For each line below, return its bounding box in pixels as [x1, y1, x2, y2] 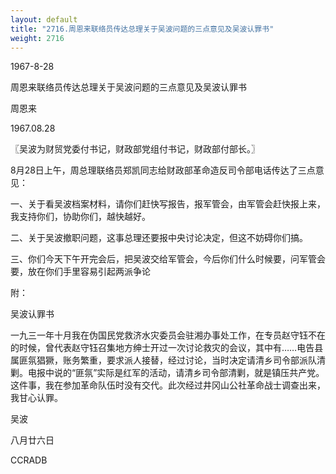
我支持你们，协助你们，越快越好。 [10, 211, 151, 223]
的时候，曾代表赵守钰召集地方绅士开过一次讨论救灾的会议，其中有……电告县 [10, 342, 324, 354]
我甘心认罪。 [10, 392, 63, 404]
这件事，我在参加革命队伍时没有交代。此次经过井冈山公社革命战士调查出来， [10, 379, 326, 391]
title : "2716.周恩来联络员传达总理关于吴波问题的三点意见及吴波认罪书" [10, 24, 275, 34]
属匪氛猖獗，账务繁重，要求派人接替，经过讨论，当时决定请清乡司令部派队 [10, 354, 317, 366]
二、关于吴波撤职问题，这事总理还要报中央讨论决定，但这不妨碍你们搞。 [10, 232, 308, 244]
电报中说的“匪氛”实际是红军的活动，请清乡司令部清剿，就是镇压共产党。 [27, 367, 325, 379]
